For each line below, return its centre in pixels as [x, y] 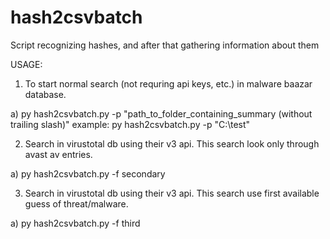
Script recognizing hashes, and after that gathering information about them [165, 45]
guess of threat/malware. [76, 203]
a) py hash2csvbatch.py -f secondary [88, 173]
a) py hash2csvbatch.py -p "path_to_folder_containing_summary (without [161, 113]
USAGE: [26, 64]
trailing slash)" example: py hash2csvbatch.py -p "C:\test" [130, 124]
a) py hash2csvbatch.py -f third [75, 223]
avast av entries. [58, 154]
